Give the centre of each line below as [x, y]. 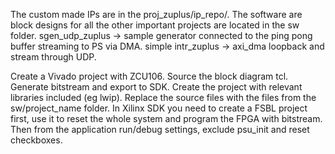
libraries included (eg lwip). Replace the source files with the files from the [163, 97]
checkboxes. [36, 140]
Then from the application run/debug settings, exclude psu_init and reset [160, 129]
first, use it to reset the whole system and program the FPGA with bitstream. [166, 118]
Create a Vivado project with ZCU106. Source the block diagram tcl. [149, 76]
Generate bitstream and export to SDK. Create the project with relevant [156, 87]
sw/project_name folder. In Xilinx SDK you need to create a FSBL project [159, 108]
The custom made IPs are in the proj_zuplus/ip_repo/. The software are [156, 14]
